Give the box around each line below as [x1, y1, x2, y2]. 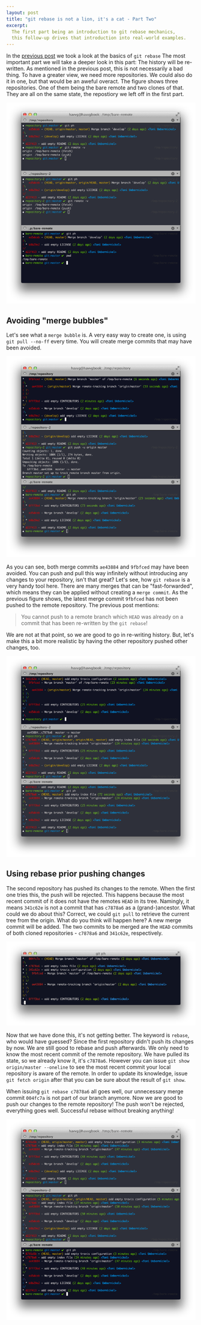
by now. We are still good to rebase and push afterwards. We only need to [6, 1044, 189, 1051]
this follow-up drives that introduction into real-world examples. [11, 35, 187, 41]
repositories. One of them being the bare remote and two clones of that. [6, 84, 184, 91]
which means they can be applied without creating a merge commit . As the [6, 588, 188, 596]
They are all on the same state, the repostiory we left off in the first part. [6, 91, 184, 98]
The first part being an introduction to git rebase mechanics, [11, 29, 176, 35]
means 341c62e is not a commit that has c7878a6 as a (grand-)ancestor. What [6, 904, 195, 911]
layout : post [6, 10, 39, 16]
